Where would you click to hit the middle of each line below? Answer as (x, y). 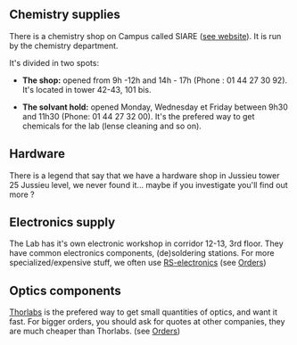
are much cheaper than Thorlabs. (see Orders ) (95, 331)
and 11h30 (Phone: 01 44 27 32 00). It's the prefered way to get (138, 116)
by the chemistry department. (64, 45)
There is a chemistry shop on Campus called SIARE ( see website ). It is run (145, 36)
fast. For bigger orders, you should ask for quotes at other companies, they (147, 322)
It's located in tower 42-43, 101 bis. (87, 89)
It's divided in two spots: (54, 62)
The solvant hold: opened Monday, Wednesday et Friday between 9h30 (155, 107)
